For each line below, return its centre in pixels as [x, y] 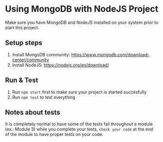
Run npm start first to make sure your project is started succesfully [79, 92]
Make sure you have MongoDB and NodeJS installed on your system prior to [82, 22]
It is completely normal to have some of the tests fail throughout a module [79, 124]
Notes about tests [33, 112]
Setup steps [24, 43]
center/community [31, 60]
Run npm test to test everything [44, 97]
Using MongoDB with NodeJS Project [82, 9]
